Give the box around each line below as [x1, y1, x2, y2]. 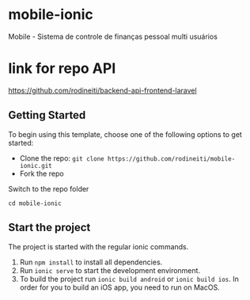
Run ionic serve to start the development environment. [19, 265, 200, 275]
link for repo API [8, 59, 116, 78]
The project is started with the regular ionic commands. [8, 241, 189, 251]
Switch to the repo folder [8, 184, 89, 193]
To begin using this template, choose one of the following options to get [8, 129, 243, 139]
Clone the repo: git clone [19, 153, 104, 163]
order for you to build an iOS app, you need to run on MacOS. [19, 283, 220, 292]
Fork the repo [19, 169, 65, 178]
